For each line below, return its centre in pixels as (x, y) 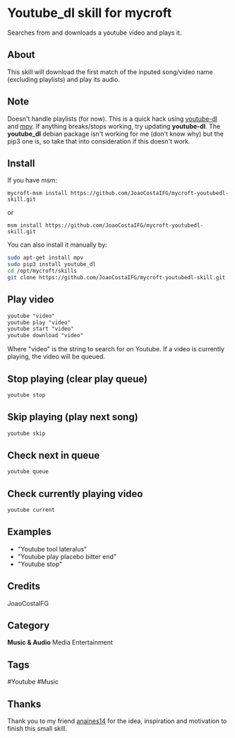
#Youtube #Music (33, 682)
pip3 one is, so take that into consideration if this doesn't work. (99, 141)
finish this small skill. (37, 728)
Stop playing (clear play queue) (78, 379)
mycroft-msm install (38, 193)
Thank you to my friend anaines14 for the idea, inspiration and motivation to (117, 721)
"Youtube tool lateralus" (52, 549)
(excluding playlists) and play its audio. (64, 79)
